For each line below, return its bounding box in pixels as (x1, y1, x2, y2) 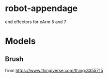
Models (5, 36, 36, 47)
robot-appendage (5, 3, 78, 14)
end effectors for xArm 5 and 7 (5, 19, 67, 25)
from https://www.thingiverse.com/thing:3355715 (5, 67, 103, 73)
